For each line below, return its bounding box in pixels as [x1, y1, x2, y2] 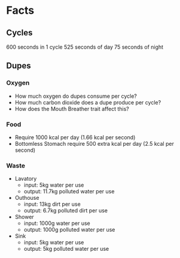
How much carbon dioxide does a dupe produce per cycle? [14, 98, 161, 106]
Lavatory [14, 175, 37, 182]
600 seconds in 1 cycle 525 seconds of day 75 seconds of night [6, 43, 163, 50]
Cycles [6, 28, 33, 38]
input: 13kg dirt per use [23, 200, 81, 208]
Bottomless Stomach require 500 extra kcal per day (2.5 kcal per [14, 140, 175, 147]
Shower [14, 214, 34, 221]
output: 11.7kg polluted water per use [23, 188, 115, 195]
